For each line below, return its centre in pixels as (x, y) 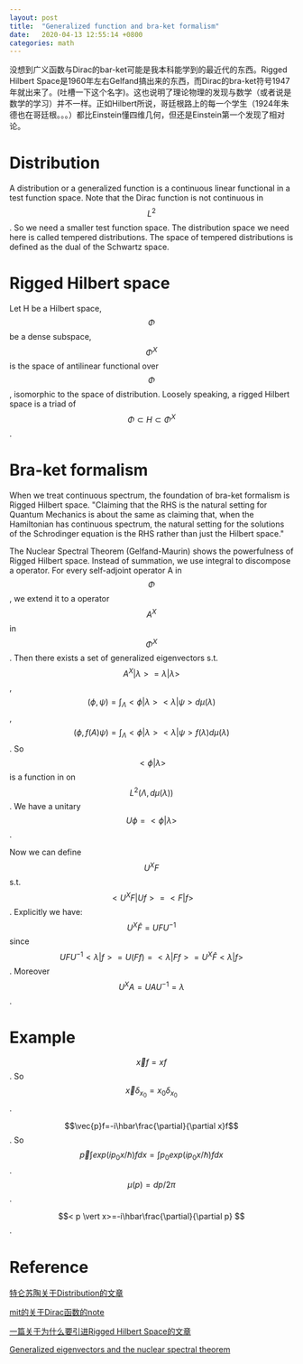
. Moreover (30, 971)
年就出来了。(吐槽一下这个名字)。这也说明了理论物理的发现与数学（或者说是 (151, 92)
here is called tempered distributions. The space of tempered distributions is (151, 237)
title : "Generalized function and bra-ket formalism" (115, 26)
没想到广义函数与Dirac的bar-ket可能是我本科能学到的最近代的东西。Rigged (148, 70)
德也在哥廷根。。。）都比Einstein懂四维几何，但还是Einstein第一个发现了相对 (147, 115)
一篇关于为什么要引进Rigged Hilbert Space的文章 (100, 1331)
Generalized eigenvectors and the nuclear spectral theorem (120, 1350)
